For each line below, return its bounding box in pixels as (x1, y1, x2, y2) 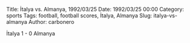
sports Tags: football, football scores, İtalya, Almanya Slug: (6, 12, 153, 19)
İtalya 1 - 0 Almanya (6, 30, 55, 37)
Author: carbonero (28, 19, 74, 25)
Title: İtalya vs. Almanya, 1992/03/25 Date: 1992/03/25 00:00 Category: (6, 6, 184, 13)
